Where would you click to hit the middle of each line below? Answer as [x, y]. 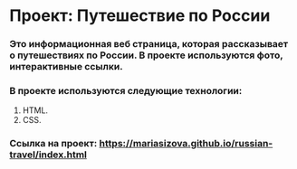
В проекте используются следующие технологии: [126, 91]
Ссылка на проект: [53, 144]
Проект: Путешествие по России [140, 16]
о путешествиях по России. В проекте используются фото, [146, 55]
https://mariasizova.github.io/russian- [186, 144]
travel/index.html [48, 155]
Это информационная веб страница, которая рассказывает [149, 44]
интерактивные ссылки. [67, 67]
